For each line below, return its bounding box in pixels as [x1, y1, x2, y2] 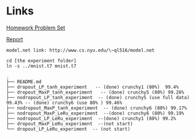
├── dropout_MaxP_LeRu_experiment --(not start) [6, 121, 134, 127]
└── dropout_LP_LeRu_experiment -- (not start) [6, 126, 131, 132]
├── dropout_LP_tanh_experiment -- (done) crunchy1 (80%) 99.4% [6, 84, 179, 90]
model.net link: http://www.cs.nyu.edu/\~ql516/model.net [6, 47, 155, 53]
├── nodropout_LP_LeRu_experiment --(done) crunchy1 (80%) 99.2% [6, 115, 176, 121]
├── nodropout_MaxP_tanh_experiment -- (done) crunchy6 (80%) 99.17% [6, 105, 187, 111]
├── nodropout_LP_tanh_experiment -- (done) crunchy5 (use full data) [6, 94, 190, 100]
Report [6, 35, 23, 43]
